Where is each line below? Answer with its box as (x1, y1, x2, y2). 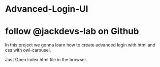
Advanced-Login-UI (5, 3, 89, 15)
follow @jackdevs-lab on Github (5, 26, 139, 37)
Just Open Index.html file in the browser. (5, 57, 88, 63)
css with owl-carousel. (5, 47, 51, 53)
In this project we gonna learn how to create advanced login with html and (5, 42, 156, 48)
